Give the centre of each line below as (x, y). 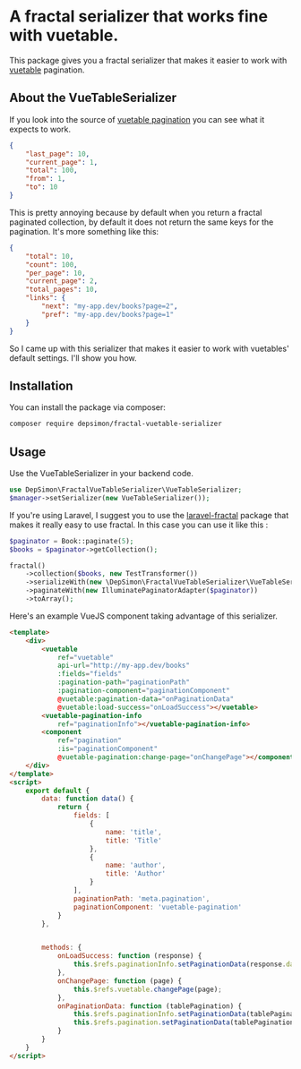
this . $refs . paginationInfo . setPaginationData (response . (180, 964)
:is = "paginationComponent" (107, 749)
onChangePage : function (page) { (119, 981)
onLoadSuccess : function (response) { (129, 956)
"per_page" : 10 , (56, 273)
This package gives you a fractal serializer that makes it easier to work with (148, 60)
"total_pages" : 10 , (62, 290)
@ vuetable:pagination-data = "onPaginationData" (146, 699)
